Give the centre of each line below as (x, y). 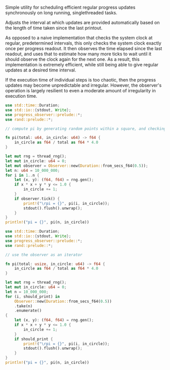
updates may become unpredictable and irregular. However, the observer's (83, 85)
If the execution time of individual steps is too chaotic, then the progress (80, 80)
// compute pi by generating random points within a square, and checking (86, 129)
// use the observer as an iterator (44, 255)
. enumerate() (28, 311)
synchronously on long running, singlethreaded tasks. (61, 13)
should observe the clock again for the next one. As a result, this (73, 59)
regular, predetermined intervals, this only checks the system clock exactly (83, 43)
